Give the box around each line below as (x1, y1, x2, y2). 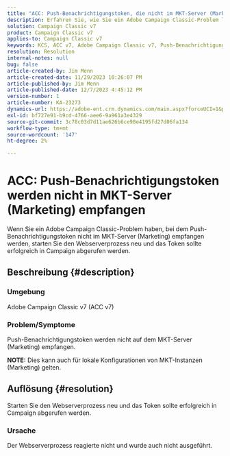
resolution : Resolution (7, 49, 75, 56)
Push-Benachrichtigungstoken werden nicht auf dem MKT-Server (7, 335, 192, 344)
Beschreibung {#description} (7, 267, 135, 278)
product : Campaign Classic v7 (7, 29, 94, 36)
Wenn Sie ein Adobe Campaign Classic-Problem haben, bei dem (7, 225, 189, 233)
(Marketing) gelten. (7, 363, 62, 372)
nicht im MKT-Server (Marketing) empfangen (77, 232, 205, 241)
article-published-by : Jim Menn (7, 80, 99, 87)
